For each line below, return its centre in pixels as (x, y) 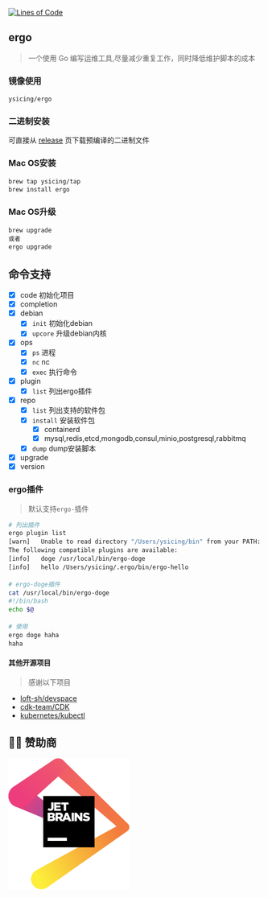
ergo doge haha (34, 635)
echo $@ (21, 610)
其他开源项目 (29, 663)
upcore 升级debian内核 (69, 333)
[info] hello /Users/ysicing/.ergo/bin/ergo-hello (99, 567)
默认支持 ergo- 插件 (58, 509)
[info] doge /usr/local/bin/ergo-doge (77, 559)
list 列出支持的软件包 (69, 410)
